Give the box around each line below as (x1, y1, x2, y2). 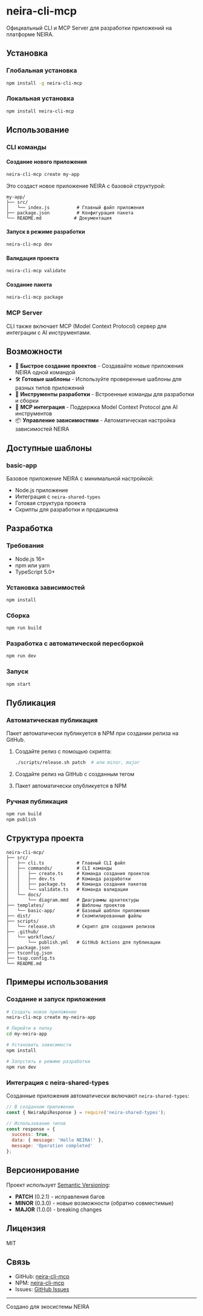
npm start (6, 681, 31, 687)
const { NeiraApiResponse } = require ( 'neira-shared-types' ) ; (6, 1109, 166, 1115)
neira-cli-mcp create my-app (6, 171, 80, 178)
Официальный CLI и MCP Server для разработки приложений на (6, 24, 172, 31)
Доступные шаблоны (6, 443, 92, 453)
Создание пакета (6, 281, 53, 288)
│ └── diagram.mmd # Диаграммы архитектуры (6, 897, 139, 903)
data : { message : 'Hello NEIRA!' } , (11, 1137, 104, 1144)
